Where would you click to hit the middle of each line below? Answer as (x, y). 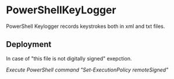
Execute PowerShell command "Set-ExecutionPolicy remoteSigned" (87, 70)
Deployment (29, 44)
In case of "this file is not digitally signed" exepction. (69, 58)
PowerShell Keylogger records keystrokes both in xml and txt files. (86, 26)
